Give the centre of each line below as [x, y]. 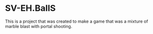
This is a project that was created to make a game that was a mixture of [76, 21]
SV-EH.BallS [30, 8]
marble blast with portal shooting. [39, 26]
